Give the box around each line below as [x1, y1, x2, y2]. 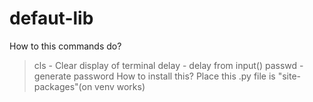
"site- [277, 70, 302, 82]
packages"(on [33, 80, 93, 92]
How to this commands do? [9, 40, 122, 52]
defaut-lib [9, 7, 94, 30]
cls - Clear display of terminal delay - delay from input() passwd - [33, 59, 304, 71]
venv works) [94, 80, 146, 92]
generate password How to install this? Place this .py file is [33, 70, 276, 82]
